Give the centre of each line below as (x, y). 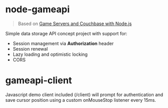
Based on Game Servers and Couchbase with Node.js (75, 24)
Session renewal (30, 49)
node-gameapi (38, 9)
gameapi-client (39, 81)
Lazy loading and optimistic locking (50, 54)
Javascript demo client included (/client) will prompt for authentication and (84, 94)
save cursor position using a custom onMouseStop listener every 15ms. (81, 100)
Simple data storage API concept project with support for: (66, 33)
